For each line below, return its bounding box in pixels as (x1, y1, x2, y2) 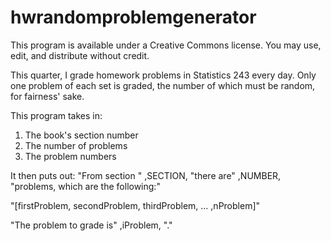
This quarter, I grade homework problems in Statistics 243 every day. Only (10, 69, 317, 81)
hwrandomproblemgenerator (10, 6, 257, 29)
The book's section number (24, 129, 139, 141)
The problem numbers (24, 150, 117, 162)
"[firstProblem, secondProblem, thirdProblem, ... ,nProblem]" (10, 199, 261, 211)
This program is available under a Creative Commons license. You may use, (10, 39, 322, 51)
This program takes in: (10, 109, 103, 121)
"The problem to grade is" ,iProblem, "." (10, 219, 173, 231)
